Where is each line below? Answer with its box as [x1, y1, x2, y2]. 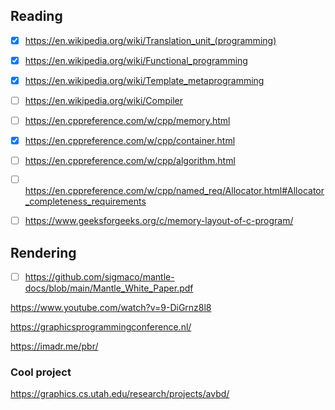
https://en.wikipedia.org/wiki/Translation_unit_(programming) [24, 34, 277, 46]
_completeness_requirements [24, 195, 147, 208]
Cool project [10, 365, 72, 379]
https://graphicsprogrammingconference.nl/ [10, 320, 192, 333]
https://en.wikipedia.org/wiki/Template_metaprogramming [24, 74, 265, 86]
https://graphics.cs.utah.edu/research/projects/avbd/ [10, 388, 230, 400]
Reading [10, 8, 63, 25]
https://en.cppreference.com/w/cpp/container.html [24, 135, 236, 147]
